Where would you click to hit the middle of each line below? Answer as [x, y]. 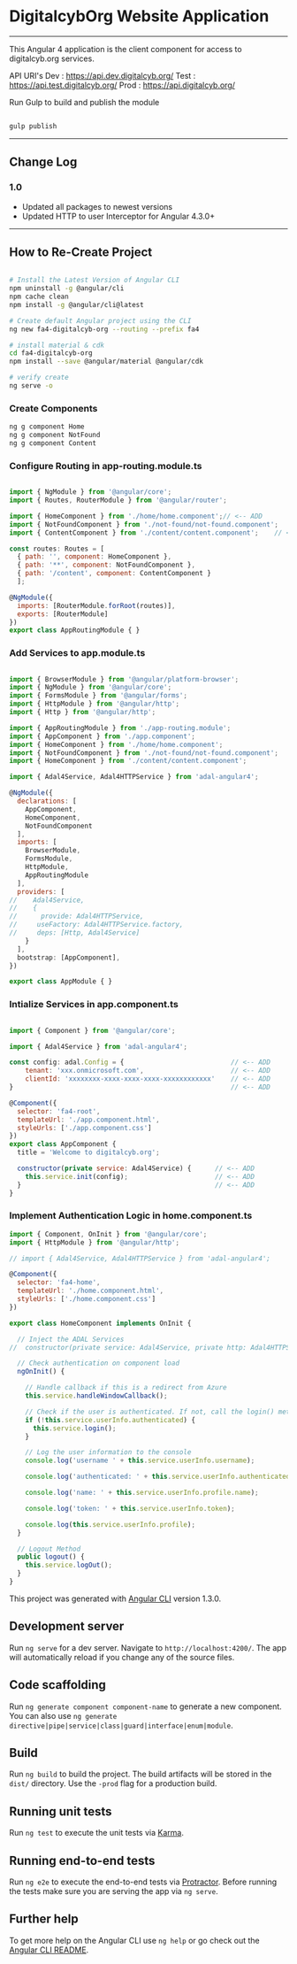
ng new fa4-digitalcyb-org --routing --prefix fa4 [104, 329]
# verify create [39, 378]
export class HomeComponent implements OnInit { [100, 1323]
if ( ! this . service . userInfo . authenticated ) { [110, 1420]
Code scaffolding [57, 1685]
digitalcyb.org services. [52, 58]
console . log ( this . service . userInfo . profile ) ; [110, 1524]
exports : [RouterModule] [63, 614]
